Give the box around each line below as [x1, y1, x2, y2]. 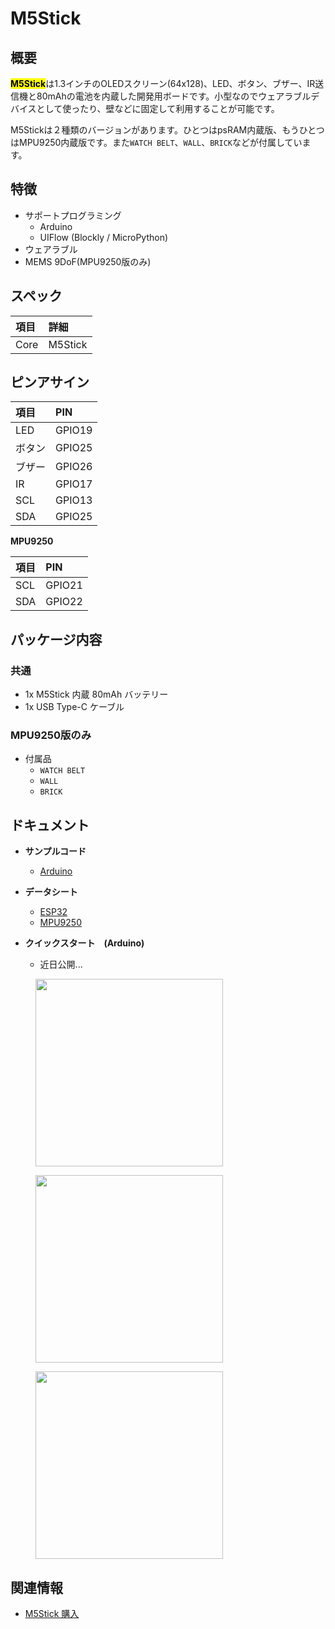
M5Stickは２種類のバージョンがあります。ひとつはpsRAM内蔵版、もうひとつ [10, 124, 325, 136]
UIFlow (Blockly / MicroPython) [39, 231, 169, 243]
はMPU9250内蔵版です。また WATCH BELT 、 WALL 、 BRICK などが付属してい [10, 137, 303, 148]
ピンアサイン [10, 374, 90, 391]
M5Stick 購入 [24, 1608, 80, 1620]
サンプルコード [24, 845, 87, 857]
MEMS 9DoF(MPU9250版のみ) [24, 255, 152, 267]
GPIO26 [55, 460, 93, 474]
